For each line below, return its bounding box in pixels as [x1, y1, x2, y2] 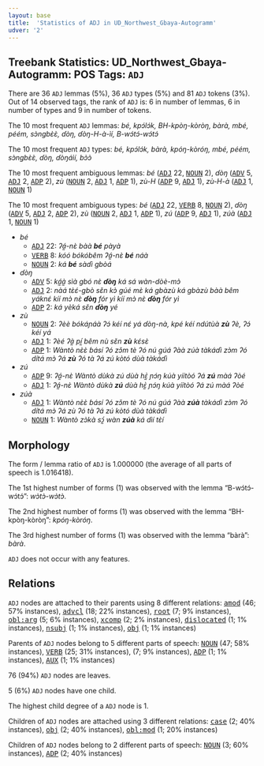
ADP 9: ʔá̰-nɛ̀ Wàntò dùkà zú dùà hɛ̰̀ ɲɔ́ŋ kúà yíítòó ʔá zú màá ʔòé [31, 371, 246, 381]
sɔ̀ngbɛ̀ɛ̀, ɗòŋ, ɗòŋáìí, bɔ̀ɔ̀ [8, 153, 92, 163]
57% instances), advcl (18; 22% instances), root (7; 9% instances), [8, 606, 232, 616]
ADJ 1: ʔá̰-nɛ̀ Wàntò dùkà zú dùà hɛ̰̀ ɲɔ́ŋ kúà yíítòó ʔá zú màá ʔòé [31, 381, 244, 390]
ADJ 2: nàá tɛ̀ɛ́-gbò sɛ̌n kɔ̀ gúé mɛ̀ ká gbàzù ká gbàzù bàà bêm [31, 286, 240, 295]
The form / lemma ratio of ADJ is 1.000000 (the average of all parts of [8, 460, 232, 468]
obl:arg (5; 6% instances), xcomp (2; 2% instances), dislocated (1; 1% [8, 614, 247, 624]
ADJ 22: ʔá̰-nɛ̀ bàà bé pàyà [31, 242, 121, 251]
